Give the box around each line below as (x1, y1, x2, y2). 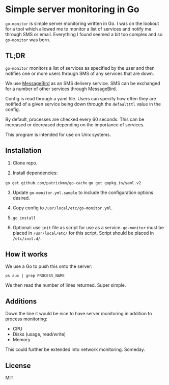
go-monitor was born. (5, 37, 50, 43)
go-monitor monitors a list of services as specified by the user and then (5, 65, 155, 71)
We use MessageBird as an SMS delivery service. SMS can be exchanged (5, 80, 160, 86)
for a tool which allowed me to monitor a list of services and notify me (5, 25, 152, 32)
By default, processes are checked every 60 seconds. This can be (5, 116, 145, 122)
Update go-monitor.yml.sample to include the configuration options (12, 189, 154, 196)
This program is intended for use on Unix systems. (5, 131, 111, 137)
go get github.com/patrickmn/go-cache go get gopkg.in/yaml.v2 (5, 180, 142, 185)
